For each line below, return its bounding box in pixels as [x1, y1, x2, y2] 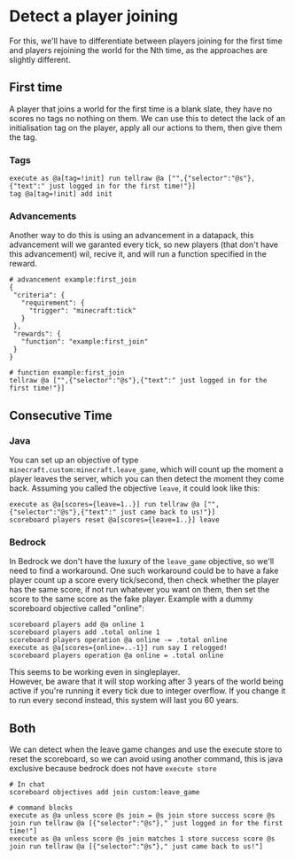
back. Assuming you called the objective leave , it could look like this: [9, 483, 260, 493]
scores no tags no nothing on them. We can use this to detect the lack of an [9, 112, 286, 123]
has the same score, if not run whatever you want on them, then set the [9, 585, 270, 595]
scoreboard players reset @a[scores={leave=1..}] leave [9, 515, 220, 524]
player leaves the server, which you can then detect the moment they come [9, 474, 285, 484]
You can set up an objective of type [9, 454, 139, 466]
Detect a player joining [9, 6, 179, 27]
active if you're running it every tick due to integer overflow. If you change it [9, 686, 286, 696]
